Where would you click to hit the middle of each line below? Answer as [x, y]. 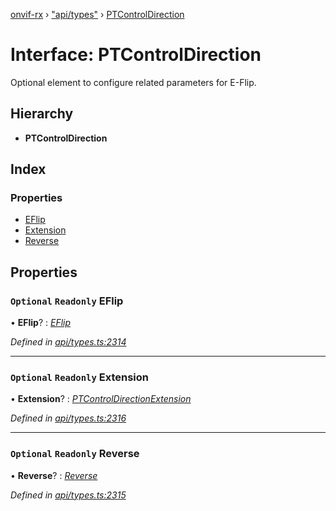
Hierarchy [42, 114]
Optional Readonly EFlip [67, 301]
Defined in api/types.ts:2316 [68, 418]
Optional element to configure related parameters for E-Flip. [133, 82]
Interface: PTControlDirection [136, 55]
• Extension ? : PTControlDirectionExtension [101, 399]
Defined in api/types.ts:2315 [68, 495]
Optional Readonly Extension [79, 377]
